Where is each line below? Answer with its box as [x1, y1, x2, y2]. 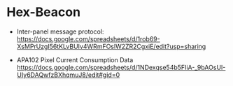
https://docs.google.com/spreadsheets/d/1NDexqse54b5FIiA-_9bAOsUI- [16, 63, 226, 71]
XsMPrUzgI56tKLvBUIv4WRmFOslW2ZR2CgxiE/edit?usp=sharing [16, 42, 206, 50]
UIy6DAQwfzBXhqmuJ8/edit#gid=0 [16, 71, 120, 79]
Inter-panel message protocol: [16, 27, 104, 36]
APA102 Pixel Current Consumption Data [16, 55, 134, 64]
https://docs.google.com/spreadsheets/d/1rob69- [16, 34, 160, 43]
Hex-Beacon [6, 4, 81, 20]
